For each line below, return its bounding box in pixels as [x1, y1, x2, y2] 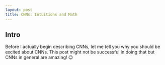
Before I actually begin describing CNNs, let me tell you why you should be [5, 43, 160, 50]
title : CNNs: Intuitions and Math [5, 12, 78, 17]
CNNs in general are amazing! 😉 [5, 54, 73, 60]
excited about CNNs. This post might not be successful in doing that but [5, 49, 155, 55]
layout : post [5, 7, 33, 12]
